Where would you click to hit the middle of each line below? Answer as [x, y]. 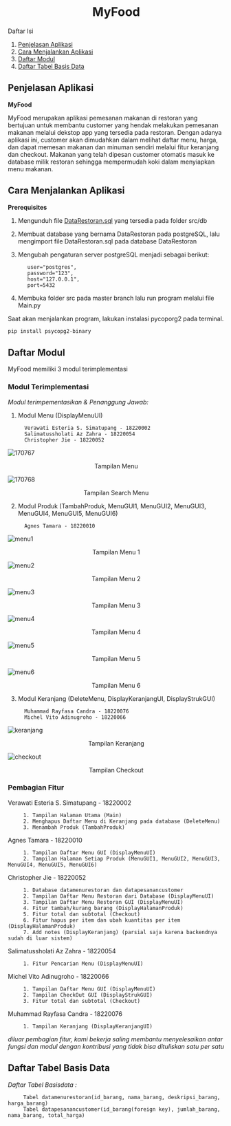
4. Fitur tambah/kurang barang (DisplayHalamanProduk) [103, 908]
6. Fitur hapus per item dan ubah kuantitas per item [102, 920]
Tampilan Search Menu [116, 492]
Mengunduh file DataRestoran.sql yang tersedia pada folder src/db [112, 220]
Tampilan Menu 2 [116, 578]
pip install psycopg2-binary [49, 331]
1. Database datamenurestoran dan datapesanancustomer [103, 890]
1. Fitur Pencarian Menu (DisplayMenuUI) [83, 964]
